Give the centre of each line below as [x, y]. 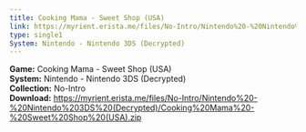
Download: [31, 98]
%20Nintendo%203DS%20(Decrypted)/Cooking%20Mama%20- [132, 108]
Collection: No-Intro [48, 88]
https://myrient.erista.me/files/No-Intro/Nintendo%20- [155, 98]
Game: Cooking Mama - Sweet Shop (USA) [91, 69]
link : [20, 26]
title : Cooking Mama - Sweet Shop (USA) [87, 18]
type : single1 [36, 35]
